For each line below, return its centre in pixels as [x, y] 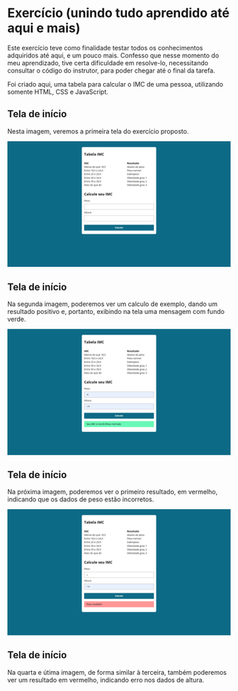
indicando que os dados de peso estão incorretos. [81, 499]
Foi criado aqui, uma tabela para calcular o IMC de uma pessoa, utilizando [115, 84]
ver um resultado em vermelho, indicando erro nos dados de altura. [106, 680]
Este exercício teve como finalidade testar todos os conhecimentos [105, 48]
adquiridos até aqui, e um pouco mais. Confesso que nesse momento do [113, 55]
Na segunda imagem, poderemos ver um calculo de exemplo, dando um [113, 304]
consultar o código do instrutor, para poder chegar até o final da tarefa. [111, 70]
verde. [17, 319]
